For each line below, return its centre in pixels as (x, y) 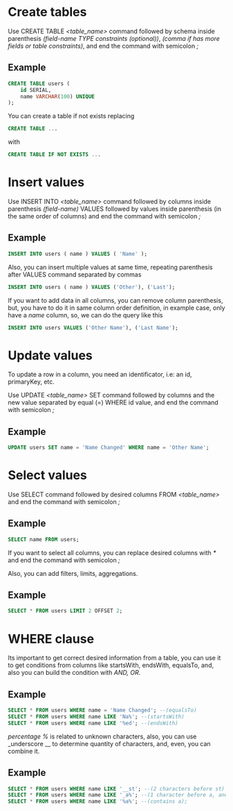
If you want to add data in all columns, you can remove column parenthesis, (115, 300)
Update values (50, 355)
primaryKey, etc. (31, 382)
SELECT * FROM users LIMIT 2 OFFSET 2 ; (65, 611)
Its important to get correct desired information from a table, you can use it (114, 658)
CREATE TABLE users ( (39, 84)
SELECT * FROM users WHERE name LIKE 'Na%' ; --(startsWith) (96, 716)
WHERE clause (51, 638)
